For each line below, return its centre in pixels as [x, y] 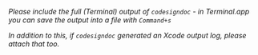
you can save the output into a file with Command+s [90, 20]
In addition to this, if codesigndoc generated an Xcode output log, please [127, 35]
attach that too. [34, 44]
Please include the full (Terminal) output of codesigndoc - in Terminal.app [129, 12]
